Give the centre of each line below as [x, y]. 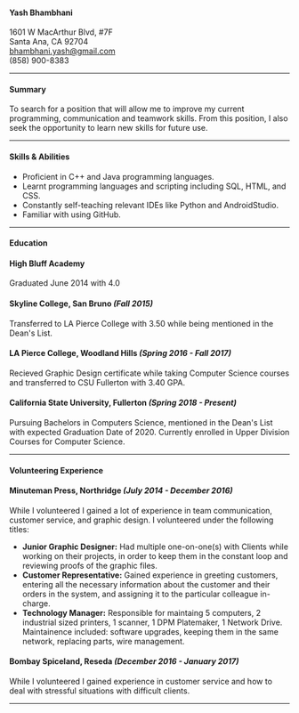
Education [28, 243]
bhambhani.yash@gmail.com [62, 51]
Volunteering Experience [57, 470]
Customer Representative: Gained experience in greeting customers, [150, 575]
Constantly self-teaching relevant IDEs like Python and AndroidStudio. [150, 205]
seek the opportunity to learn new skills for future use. [109, 128]
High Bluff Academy [47, 263]
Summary [28, 89]
